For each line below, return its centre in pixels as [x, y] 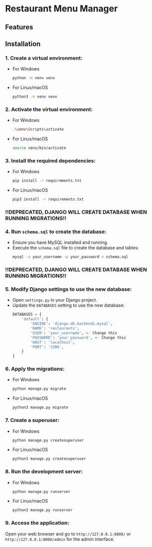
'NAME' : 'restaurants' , [55, 328]
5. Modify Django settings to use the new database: [69, 289]
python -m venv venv [34, 78]
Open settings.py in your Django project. [55, 300]
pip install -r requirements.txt [47, 181]
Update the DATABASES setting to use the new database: [69, 305]
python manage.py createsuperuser [48, 440]
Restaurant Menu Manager [62, 9]
